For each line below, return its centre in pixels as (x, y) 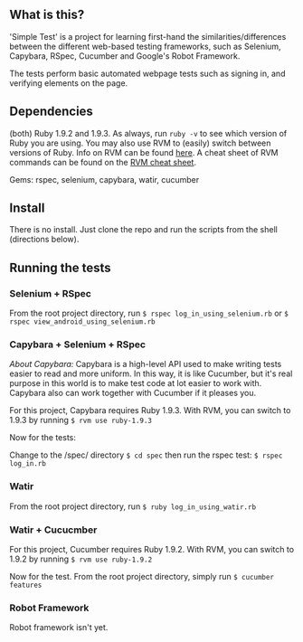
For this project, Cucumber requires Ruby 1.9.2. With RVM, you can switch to (152, 550)
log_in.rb (28, 464)
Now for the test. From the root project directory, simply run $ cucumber (142, 577)
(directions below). (44, 240)
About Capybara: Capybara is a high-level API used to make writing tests (146, 364)
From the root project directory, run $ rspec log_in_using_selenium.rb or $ (149, 313)
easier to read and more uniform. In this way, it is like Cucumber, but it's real (151, 373)
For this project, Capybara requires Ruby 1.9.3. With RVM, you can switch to (150, 411)
